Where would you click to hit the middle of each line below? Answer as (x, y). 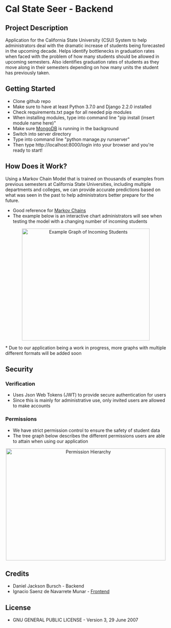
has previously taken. (28, 73)
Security (19, 369)
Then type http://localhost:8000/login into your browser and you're (83, 144)
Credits (17, 574)
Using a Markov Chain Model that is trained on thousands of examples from (85, 179)
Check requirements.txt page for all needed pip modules (72, 112)
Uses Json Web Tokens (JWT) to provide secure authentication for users (89, 395)
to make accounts (31, 406)
